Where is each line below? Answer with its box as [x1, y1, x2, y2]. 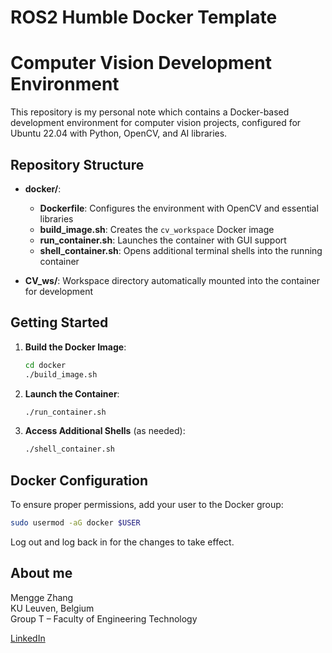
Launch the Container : [24, 387, 120, 400]
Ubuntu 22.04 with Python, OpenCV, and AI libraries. [10, 127, 228, 140]
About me [10, 565, 73, 582]
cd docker [24, 360, 67, 370]
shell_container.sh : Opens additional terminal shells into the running [39, 244, 323, 256]
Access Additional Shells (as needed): [24, 425, 186, 437]
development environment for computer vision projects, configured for [10, 117, 302, 129]
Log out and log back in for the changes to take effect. [10, 536, 235, 548]
